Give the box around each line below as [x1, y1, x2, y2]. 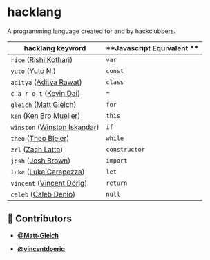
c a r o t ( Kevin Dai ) [10, 88, 81, 98]
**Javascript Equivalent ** [106, 43, 199, 52]
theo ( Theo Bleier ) [10, 133, 70, 143]
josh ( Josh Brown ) [10, 156, 71, 166]
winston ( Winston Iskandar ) [10, 122, 99, 132]
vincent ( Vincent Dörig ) [10, 178, 88, 188]
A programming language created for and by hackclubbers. [7, 27, 176, 35]
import [106, 157, 128, 164]
